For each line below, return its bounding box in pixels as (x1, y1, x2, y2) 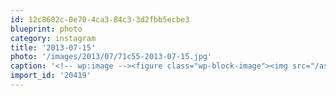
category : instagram (10, 33, 97, 43)
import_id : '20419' (10, 71, 92, 81)
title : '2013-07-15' (10, 42, 97, 53)
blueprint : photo (10, 24, 83, 34)
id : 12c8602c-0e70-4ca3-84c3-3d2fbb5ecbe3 (10, 14, 190, 25)
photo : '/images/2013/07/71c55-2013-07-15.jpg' (10, 52, 213, 62)
